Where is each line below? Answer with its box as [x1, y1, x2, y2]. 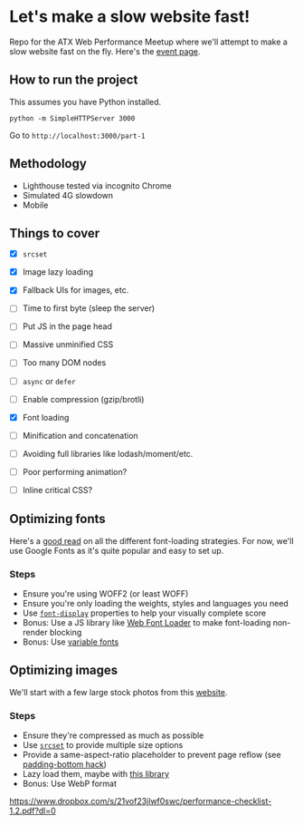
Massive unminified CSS [22, 339, 114, 350]
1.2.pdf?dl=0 [9, 805, 56, 817]
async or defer [22, 375, 76, 386]
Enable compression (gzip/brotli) [22, 393, 145, 404]
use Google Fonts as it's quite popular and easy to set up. [9, 545, 224, 556]
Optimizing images [9, 663, 118, 678]
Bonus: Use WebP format [22, 778, 118, 790]
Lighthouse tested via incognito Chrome [22, 180, 172, 191]
